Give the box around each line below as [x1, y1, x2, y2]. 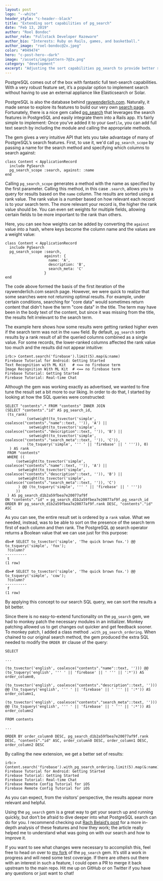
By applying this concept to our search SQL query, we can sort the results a [5, 599, 157, 605]
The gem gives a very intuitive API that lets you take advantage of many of [5, 134, 154, 140]
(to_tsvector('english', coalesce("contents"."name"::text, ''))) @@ [5, 666, 149, 671]
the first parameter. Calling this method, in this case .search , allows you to [5, 186, 154, 191]
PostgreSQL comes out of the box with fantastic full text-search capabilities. [5, 79, 158, 85]
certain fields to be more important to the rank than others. [5, 212, 123, 217]
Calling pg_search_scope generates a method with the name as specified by [5, 181, 155, 186]
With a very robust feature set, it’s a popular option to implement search [5, 85, 149, 90]
